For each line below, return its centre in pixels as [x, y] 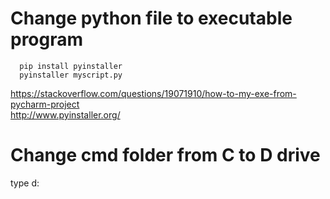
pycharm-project [45, 104]
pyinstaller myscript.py [71, 75]
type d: [25, 183]
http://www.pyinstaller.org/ [65, 114]
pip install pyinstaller [71, 66]
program [47, 39]
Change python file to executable [151, 18]
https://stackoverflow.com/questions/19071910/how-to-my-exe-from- [153, 93]
